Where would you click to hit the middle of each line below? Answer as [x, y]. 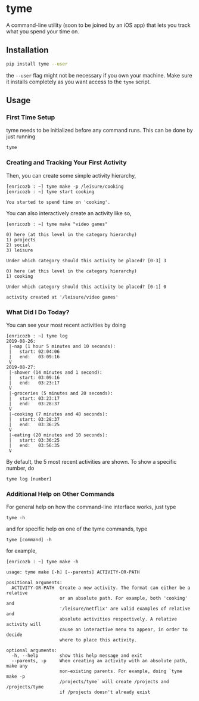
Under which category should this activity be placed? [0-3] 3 [86, 260]
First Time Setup [31, 117]
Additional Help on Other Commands [60, 494]
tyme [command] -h [29, 540]
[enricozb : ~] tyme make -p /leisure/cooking [65, 187]
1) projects [21, 240]
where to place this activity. [98, 640]
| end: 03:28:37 [34, 404]
